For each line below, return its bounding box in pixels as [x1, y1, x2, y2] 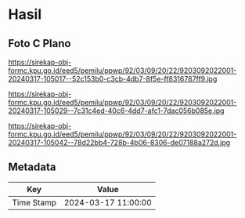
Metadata [8, 161, 56, 174]
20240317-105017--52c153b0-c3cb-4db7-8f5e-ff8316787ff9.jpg [8, 74, 218, 83]
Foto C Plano [8, 37, 71, 50]
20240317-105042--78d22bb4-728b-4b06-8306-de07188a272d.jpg [8, 138, 231, 147]
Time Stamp [12, 197, 57, 208]
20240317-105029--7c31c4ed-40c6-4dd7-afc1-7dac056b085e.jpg [8, 106, 225, 115]
